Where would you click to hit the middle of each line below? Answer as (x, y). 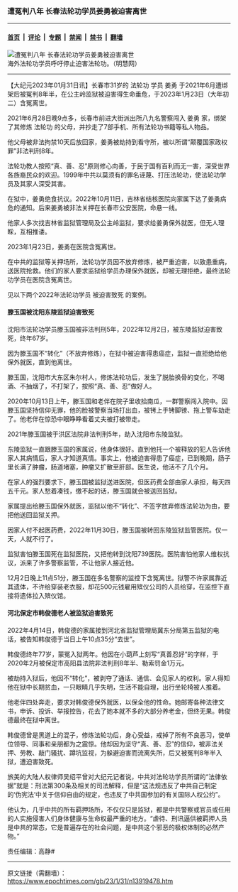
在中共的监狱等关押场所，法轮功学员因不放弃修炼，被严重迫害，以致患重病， (119, 261)
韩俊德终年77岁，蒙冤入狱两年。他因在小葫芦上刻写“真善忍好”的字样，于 (113, 654)
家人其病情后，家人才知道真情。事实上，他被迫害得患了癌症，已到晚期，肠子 (119, 458)
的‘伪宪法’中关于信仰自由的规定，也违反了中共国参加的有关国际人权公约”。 (116, 794)
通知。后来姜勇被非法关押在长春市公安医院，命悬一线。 (100, 207)
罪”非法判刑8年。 (33, 151)
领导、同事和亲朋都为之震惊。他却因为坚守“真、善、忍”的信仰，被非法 (115, 744)
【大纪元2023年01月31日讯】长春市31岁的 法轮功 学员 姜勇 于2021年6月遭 (114, 85)
